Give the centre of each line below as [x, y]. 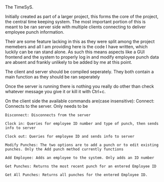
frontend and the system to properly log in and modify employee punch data [82, 57]
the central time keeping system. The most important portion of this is [75, 22]
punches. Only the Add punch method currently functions [64, 149]
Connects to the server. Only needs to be [47, 106]
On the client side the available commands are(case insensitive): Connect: [80, 101]
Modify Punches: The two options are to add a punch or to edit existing [82, 145]
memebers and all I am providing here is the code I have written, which [76, 47]
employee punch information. [35, 32]
